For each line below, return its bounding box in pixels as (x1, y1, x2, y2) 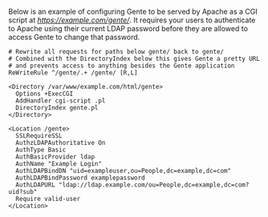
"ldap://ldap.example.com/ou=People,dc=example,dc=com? (59, 181, 250, 189)
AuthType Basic (15, 146, 67, 154)
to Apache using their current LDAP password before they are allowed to (8, 24, 249, 33)
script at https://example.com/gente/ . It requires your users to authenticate (8, 15, 256, 25)
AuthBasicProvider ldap (15, 153, 95, 161)
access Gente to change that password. (8, 32, 140, 42)
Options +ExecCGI (15, 90, 74, 98)
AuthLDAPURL (15, 181, 56, 189)
